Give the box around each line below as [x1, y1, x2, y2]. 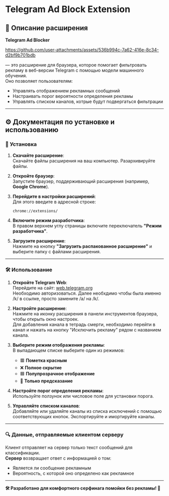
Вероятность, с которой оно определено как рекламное [12, 470, 134, 476]
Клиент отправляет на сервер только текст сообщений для [5, 445, 133, 451]
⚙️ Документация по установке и [5, 118, 115, 127]
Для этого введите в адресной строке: [12, 198, 97, 205]
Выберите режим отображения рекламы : [12, 342, 105, 348]
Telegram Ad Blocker [5, 37, 50, 43]
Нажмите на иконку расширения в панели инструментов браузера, [12, 310, 158, 316]
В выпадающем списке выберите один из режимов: [12, 347, 125, 353]
